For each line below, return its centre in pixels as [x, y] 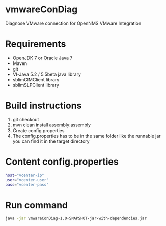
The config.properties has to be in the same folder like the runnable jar [87, 136]
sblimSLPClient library [36, 85]
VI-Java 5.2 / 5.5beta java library [47, 74]
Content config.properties [62, 162]
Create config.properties [38, 130]
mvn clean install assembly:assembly [51, 125]
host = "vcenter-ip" [25, 175]
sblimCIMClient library [36, 79]
